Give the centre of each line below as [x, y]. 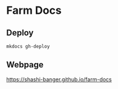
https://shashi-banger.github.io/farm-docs [59, 79]
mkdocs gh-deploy [28, 46]
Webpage [25, 65]
